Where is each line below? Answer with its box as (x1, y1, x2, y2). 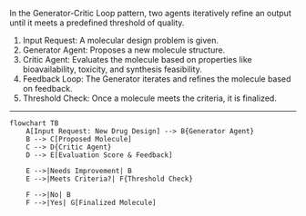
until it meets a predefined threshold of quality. (9, 17, 185, 28)
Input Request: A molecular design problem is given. (22, 35, 219, 45)
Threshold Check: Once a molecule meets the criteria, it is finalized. (22, 93, 278, 103)
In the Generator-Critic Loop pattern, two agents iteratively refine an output (9, 8, 291, 18)
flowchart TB (9, 119, 59, 128)
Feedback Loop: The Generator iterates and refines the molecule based (22, 74, 291, 84)
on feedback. (22, 83, 73, 93)
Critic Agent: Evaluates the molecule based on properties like (22, 54, 252, 64)
